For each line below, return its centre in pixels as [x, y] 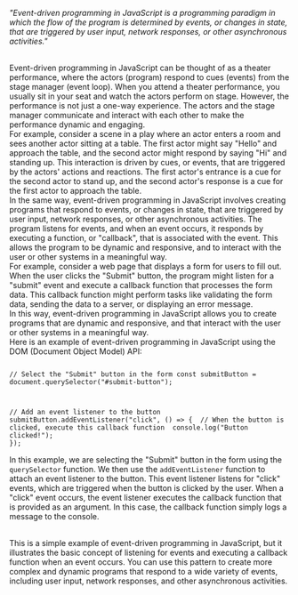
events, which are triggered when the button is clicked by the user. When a [147, 487]
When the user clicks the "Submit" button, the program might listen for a [141, 276]
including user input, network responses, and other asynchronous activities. [149, 581]
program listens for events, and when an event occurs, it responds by [137, 229]
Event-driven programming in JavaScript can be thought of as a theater [140, 68]
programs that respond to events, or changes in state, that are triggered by [146, 209]
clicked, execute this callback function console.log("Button [129, 427]
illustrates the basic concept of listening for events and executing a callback [149, 552]
